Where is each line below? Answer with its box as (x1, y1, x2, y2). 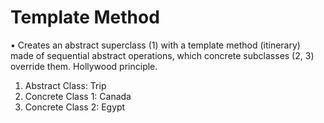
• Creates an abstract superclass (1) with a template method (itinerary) (10, 39, 301, 51)
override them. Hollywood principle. (10, 60, 158, 72)
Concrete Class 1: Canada (24, 90, 132, 102)
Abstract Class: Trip (24, 79, 107, 91)
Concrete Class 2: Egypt (24, 101, 126, 113)
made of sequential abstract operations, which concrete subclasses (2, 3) (10, 49, 315, 61)
